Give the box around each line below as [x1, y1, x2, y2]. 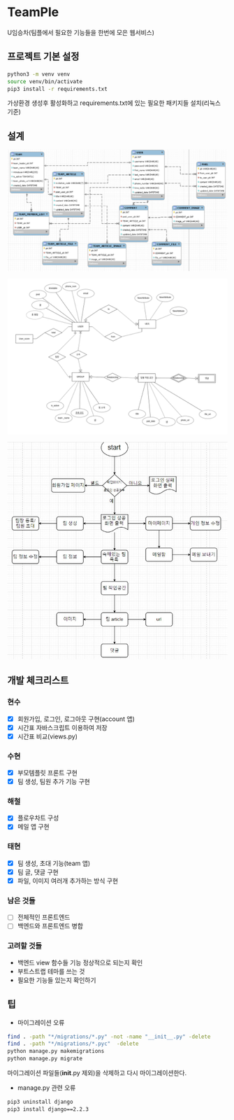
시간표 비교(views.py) [17, 732, 78, 741]
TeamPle [7, 4, 59, 20]
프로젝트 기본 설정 [7, 50, 80, 63]
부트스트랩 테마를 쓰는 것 [17, 967, 85, 975]
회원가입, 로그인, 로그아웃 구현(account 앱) [17, 715, 135, 723]
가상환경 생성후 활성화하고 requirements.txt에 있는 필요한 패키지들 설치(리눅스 [7, 99, 221, 107]
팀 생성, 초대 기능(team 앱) [17, 859, 91, 867]
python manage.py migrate [7, 1055, 82, 1063]
